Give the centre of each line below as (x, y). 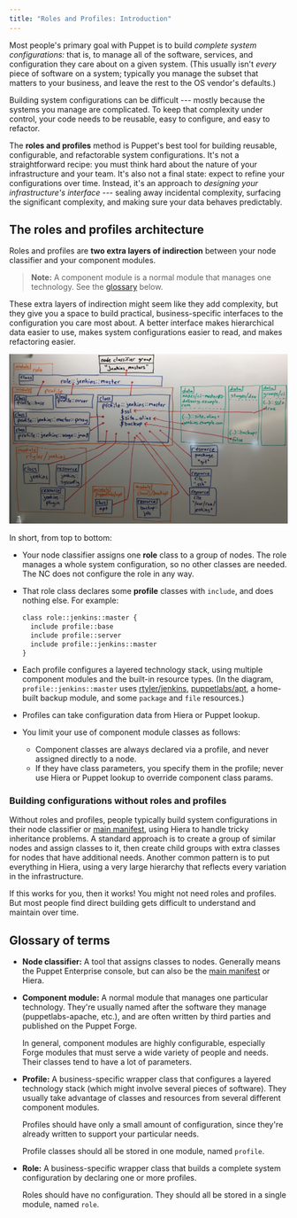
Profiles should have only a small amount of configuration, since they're (152, 1125)
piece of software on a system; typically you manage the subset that (134, 73)
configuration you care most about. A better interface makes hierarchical (141, 323)
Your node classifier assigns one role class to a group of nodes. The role (154, 555)
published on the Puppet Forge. (79, 1026)
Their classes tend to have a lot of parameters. (107, 1062)
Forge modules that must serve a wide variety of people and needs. (145, 1053)
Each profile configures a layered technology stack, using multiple (142, 670)
